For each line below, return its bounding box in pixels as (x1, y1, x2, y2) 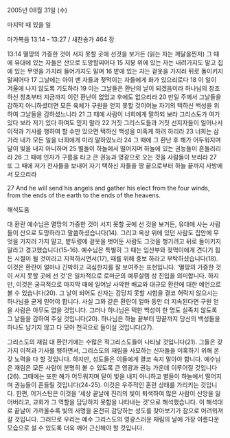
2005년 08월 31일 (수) (7, 6, 67, 14)
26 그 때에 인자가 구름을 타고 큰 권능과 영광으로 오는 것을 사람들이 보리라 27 (14, 153, 218, 161)
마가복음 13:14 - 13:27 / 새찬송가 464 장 (7, 35, 115, 43)
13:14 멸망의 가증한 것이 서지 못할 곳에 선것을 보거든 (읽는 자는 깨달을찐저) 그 (7, 50, 212, 58)
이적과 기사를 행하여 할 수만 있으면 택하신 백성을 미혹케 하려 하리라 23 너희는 (7, 127, 212, 135)
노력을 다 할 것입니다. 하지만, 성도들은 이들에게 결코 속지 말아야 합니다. (14, 355, 203, 363)
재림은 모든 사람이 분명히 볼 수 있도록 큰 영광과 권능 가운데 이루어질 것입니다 (14, 364, 218, 371)
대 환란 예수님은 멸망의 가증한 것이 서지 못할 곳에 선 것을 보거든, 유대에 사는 (7, 220, 208, 228)
